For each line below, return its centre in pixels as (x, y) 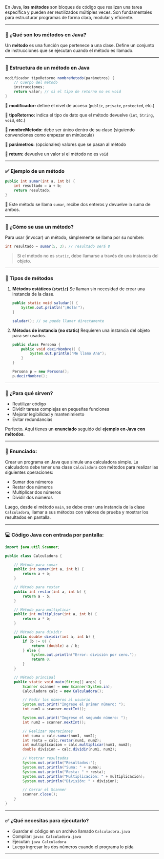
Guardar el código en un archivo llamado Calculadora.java (71, 831)
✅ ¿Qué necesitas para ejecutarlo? (47, 820)
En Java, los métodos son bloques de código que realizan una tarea (74, 7)
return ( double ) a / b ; (55, 646)
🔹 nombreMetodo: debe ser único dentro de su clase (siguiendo (70, 130)
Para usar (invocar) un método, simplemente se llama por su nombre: (75, 237)
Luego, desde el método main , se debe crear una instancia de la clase (75, 507)
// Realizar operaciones (48, 731)
